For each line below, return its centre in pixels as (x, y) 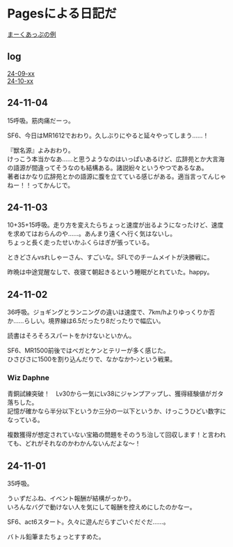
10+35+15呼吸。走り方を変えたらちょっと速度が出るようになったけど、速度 (115, 225)
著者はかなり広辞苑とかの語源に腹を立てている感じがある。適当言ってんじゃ (117, 176)
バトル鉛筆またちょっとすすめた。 (56, 537)
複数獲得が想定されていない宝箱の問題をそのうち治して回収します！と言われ (116, 435)
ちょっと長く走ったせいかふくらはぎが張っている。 (80, 242)
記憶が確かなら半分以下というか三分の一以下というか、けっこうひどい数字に (117, 411)
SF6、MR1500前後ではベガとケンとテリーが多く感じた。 (88, 351)
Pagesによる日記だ (62, 14)
